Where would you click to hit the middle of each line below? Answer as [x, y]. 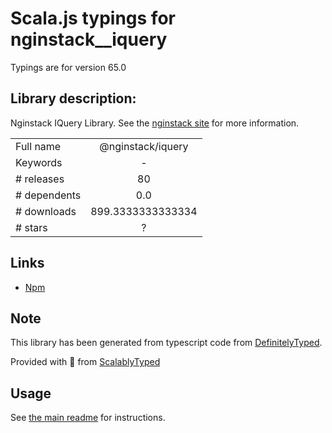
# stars [31, 227]
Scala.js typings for [93, 18]
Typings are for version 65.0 [68, 67]
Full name [38, 146]
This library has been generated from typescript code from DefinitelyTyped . [166, 343]
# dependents [48, 195]
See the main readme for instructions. [88, 418]
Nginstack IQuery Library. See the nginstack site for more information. [155, 123]
